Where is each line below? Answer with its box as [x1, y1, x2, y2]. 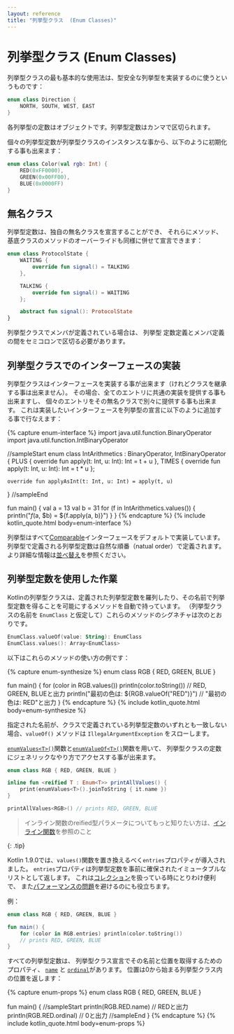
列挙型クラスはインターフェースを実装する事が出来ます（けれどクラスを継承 [7, 379, 227, 387]
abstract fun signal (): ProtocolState [20, 308, 133, 315]
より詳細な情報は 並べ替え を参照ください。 [7, 551, 130, 559]
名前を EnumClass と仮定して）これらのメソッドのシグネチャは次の [19, 610, 210, 619]
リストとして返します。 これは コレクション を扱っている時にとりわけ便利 [7, 873, 217, 881]
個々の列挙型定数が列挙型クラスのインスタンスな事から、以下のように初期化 [7, 138, 228, 146]
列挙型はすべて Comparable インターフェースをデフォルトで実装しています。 [7, 533, 224, 542]
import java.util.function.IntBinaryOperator [7, 436, 129, 444]
